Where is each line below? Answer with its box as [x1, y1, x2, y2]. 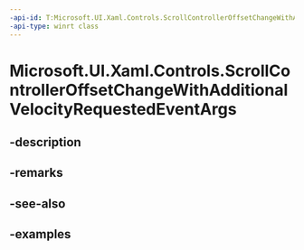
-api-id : [9, 13, 43, 23]
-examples [9, 227, 71, 242]
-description [9, 134, 81, 150]
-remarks [9, 165, 63, 181]
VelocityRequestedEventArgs [9, 98, 237, 119]
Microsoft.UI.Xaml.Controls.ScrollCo [9, 60, 291, 81]
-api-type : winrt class [9, 22, 100, 31]
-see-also [9, 196, 66, 211]
